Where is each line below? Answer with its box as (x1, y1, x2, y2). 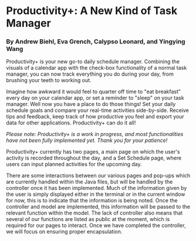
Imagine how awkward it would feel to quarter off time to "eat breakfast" (6, 88, 181, 95)
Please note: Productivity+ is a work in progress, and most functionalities (6, 131, 184, 138)
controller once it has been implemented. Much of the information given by (6, 185, 187, 192)
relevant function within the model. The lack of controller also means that (6, 209, 183, 216)
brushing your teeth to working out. (6, 77, 92, 84)
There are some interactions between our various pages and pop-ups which (6, 172, 191, 179)
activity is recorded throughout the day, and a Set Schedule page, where (6, 154, 182, 162)
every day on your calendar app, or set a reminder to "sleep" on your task (6, 94, 184, 101)
